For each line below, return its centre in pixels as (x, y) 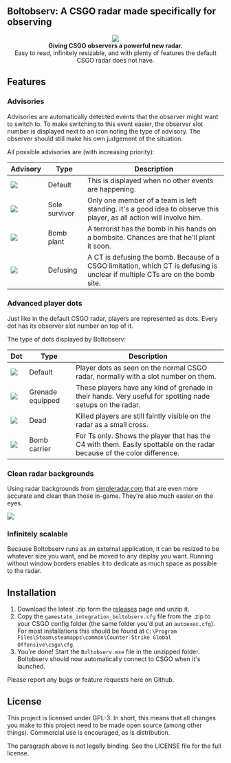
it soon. (99, 246)
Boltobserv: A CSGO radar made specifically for (112, 11)
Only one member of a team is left (142, 200)
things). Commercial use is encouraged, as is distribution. (89, 733)
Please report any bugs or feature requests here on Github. (91, 680)
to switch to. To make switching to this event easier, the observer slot (105, 124)
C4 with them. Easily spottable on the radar (145, 444)
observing (30, 22)
